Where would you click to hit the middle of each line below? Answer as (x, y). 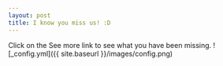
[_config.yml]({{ (34, 53)
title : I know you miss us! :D (59, 23)
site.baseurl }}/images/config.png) (117, 53)
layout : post (30, 15)
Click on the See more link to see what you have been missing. (110, 45)
